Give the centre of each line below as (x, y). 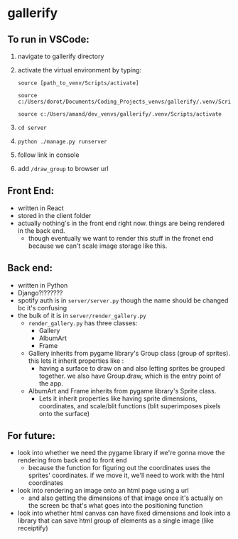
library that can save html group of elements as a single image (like (116, 521)
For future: (31, 436)
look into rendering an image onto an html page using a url (103, 491)
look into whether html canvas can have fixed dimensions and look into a (124, 513)
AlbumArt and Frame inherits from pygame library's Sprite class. (122, 391)
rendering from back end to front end (72, 460)
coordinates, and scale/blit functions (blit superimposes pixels (130, 405)
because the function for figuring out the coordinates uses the (119, 468)
